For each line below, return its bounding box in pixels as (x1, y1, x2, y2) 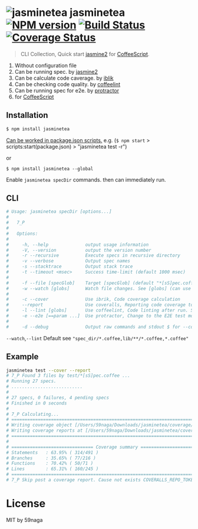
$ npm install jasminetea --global (6, 166, 94, 172)
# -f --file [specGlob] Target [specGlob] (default (6, 280, 154, 286)
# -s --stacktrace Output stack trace (6, 264, 133, 270)
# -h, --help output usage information (6, 242, 149, 248)
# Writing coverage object (6, 422, 72, 428)
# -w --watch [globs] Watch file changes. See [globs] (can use (6, 285, 192, 291)
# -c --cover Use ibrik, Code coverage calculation (6, 297, 181, 303)
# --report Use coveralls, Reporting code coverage (6, 302, 186, 308)
